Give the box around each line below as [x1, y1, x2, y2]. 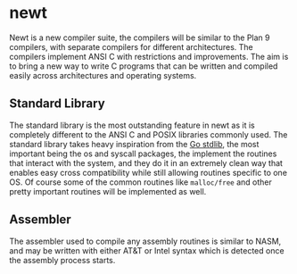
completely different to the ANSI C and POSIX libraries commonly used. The [9, 129, 288, 140]
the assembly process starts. [9, 254, 116, 265]
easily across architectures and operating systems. [9, 70, 197, 80]
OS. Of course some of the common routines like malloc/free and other [9, 177, 272, 187]
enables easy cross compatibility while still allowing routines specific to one [9, 167, 288, 178]
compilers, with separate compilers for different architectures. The [9, 41, 253, 52]
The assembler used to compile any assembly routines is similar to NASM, [9, 236, 282, 246]
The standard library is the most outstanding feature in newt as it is [9, 120, 256, 130]
